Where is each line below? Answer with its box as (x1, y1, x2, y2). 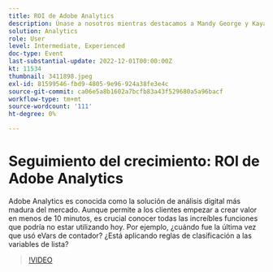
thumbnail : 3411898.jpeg (8, 72, 93, 80)
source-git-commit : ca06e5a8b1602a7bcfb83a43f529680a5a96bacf (8, 87, 223, 96)
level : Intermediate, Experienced (8, 42, 126, 50)
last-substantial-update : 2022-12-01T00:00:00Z (8, 58, 173, 66)
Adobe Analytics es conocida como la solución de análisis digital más (8, 196, 241, 205)
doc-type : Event (8, 50, 63, 58)
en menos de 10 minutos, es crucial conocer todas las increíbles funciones (8, 213, 258, 223)
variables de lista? (8, 239, 69, 248)
